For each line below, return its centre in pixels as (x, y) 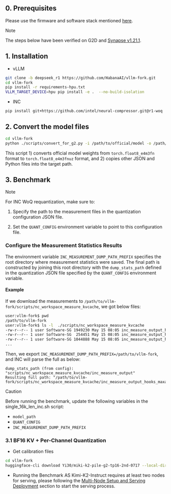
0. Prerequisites (31, 8)
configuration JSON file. (38, 217)
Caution (13, 391)
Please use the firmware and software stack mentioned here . (69, 20)
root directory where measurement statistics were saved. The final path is (83, 262)
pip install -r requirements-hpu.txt (45, 87)
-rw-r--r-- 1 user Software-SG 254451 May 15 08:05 (62, 335)
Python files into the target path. (39, 164)
